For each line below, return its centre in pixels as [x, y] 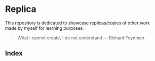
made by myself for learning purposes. [45, 28]
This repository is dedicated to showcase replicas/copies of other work [77, 23]
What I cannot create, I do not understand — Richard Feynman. [81, 38]
